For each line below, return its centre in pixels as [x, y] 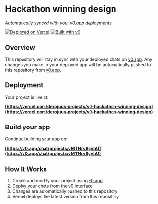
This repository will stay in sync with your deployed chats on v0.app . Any [79, 59]
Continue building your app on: [36, 139]
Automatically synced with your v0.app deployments [58, 23]
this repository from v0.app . [33, 70]
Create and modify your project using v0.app [57, 181]
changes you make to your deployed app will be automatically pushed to [78, 64]
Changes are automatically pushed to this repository [65, 191]
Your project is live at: [27, 97]
